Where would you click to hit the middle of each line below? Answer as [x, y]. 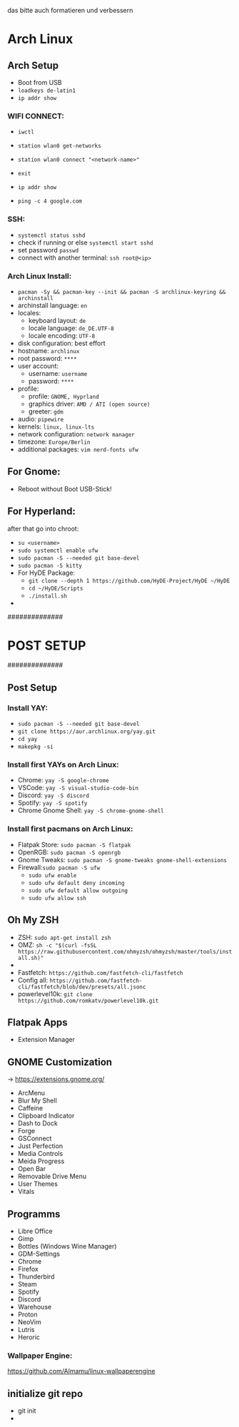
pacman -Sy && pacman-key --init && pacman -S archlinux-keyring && [122, 292]
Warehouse [35, 1306]
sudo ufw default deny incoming [76, 883]
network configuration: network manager [76, 434]
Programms [34, 1214]
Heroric [29, 1337]
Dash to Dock [38, 1123]
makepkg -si [35, 747]
